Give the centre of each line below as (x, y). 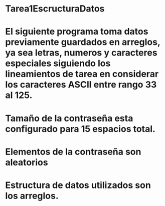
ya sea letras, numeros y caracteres (81, 53)
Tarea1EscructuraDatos (55, 9)
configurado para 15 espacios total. (80, 129)
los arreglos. (32, 196)
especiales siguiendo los (58, 63)
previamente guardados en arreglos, (83, 42)
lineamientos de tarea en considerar (82, 74)
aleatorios (27, 162)
